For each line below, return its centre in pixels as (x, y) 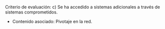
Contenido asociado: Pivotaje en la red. (52, 22)
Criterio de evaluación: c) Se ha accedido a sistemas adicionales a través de (83, 7)
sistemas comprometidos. (31, 12)
